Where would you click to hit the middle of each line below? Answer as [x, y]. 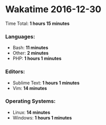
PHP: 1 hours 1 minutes [37, 58]
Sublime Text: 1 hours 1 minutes [46, 83]
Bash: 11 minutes [30, 48]
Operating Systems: [30, 101]
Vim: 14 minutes [30, 88]
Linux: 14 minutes [31, 112]
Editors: [15, 72]
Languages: [20, 37]
